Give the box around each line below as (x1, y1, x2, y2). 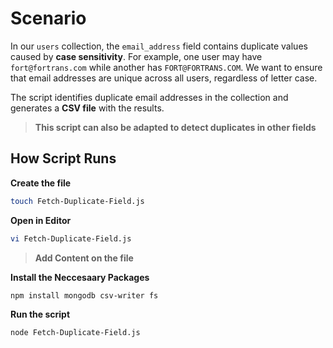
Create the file (10, 177, 72, 189)
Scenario (10, 7, 87, 30)
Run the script (10, 308, 71, 321)
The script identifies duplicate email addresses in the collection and (10, 91, 289, 103)
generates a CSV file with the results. (10, 102, 165, 114)
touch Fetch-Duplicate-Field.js (10, 196, 145, 206)
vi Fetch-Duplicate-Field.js (10, 233, 132, 244)
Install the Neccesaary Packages (10, 271, 150, 283)
